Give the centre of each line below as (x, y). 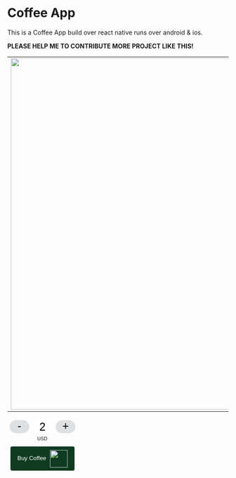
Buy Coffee (32, 458)
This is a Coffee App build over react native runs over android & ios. (105, 32)
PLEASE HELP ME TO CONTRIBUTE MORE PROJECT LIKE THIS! (100, 46)
